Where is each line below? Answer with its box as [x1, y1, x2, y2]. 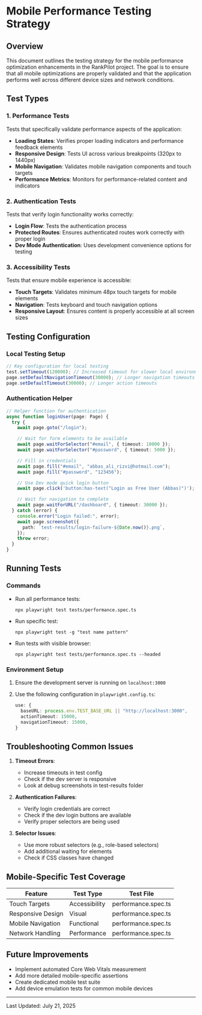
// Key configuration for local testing [6, 363, 109, 369]
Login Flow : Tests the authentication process [14, 222, 127, 230]
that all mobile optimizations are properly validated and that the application [6, 70, 191, 77]
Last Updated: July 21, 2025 [6, 1002, 76, 1009]
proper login [14, 235, 46, 242]
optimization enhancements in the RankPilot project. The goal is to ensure [6, 63, 189, 71]
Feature [25, 890, 48, 897]
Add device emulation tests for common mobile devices [14, 984, 153, 992]
